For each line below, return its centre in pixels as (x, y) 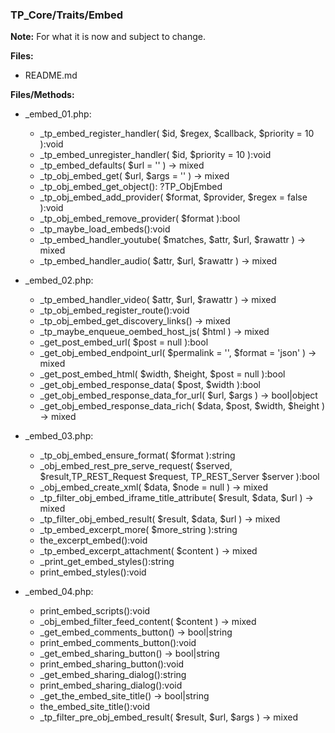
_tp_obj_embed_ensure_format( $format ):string (137, 455)
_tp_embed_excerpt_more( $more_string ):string (138, 530)
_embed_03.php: (59, 436)
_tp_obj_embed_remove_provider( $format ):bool (140, 219)
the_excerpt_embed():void (93, 540)
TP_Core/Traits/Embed (67, 15)
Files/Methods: (42, 95)
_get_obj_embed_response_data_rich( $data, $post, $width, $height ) (182, 406)
